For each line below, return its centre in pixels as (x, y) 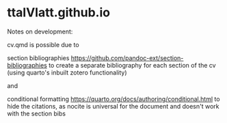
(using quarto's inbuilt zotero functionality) (67, 72)
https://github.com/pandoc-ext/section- (127, 58)
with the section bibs (37, 113)
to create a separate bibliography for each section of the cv (133, 65)
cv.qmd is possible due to (43, 44)
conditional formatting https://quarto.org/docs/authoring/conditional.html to (113, 99)
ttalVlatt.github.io (59, 13)
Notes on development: (40, 31)
